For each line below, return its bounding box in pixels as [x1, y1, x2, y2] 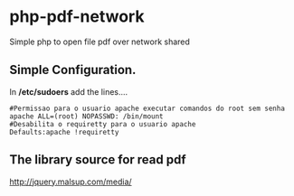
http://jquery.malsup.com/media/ [9, 176, 133, 187]
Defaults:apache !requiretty [9, 127, 119, 136]
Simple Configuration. [9, 62, 137, 78]
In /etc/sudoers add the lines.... [9, 86, 128, 97]
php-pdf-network [9, 6, 145, 27]
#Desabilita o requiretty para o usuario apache [9, 119, 196, 128]
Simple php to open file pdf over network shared [9, 36, 190, 47]
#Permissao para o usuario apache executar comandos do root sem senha [9, 104, 285, 113]
